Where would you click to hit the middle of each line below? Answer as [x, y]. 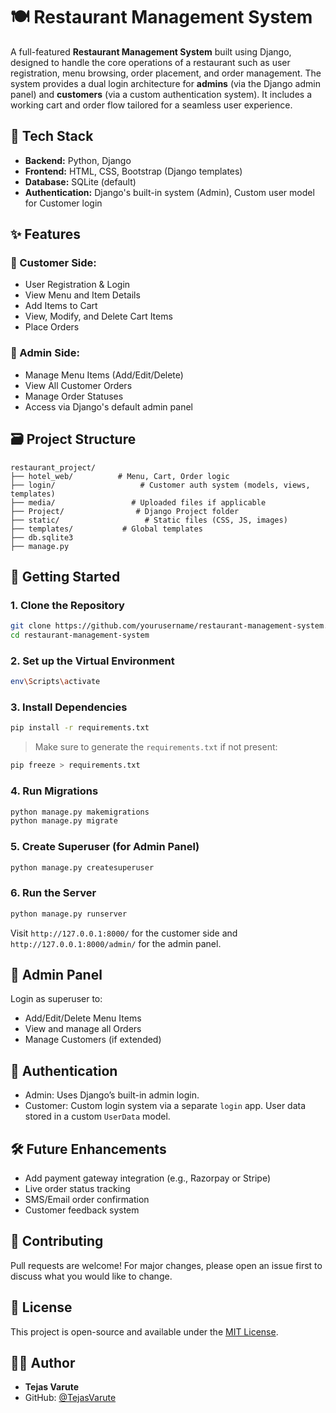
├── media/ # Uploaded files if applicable [138, 502]
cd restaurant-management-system [80, 635]
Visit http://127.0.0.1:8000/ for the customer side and [124, 933]
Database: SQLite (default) [80, 181]
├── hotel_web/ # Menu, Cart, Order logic [120, 476]
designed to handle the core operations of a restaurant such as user [150, 62]
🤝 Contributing [57, 1241]
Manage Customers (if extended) [93, 1040]
